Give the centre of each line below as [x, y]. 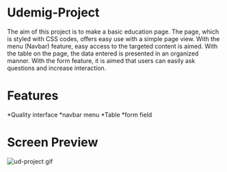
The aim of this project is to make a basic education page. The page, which [113, 32]
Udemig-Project [53, 13]
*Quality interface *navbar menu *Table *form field [80, 114]
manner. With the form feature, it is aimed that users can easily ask [101, 60]
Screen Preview [53, 143]
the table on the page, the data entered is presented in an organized [103, 53]
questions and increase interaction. [57, 68]
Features [33, 96]
